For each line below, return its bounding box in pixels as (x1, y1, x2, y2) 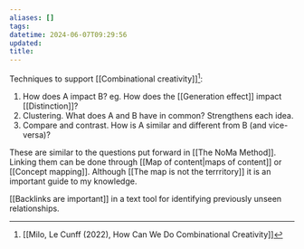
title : (9, 47, 34, 56)
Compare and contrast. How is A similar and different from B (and (22, 120, 267, 130)
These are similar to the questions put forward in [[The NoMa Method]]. (9, 147, 277, 158)
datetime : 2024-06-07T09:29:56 (9, 30, 128, 39)
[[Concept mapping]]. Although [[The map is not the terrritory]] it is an (9, 166, 271, 177)
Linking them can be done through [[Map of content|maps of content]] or (9, 156, 282, 168)
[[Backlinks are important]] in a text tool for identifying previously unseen (9, 193, 282, 204)
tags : (9, 22, 30, 31)
